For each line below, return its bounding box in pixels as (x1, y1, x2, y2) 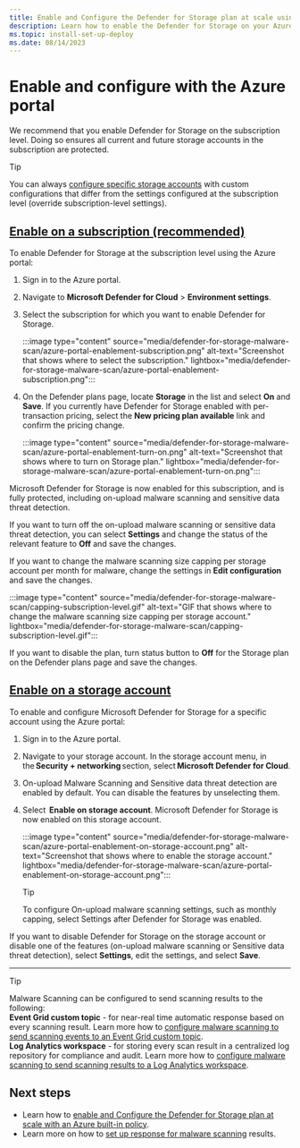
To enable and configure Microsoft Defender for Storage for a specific (9, 706, 267, 717)
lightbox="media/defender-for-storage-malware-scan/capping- (9, 621, 244, 631)
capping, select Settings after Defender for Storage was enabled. (21, 914, 262, 924)
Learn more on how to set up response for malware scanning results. (21, 1128, 277, 1139)
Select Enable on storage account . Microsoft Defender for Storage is (21, 804, 279, 815)
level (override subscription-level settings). (9, 198, 168, 208)
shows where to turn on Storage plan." (21, 456, 164, 466)
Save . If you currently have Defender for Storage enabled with (21, 401, 252, 412)
